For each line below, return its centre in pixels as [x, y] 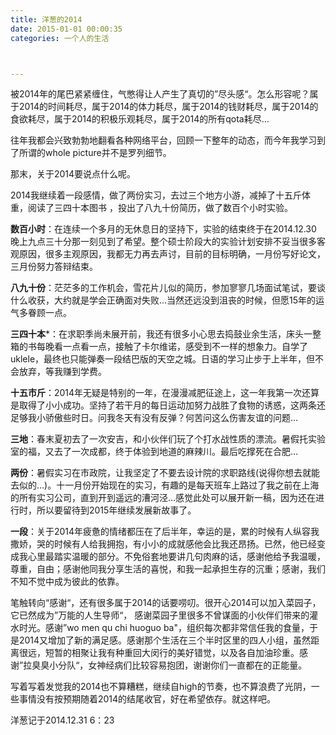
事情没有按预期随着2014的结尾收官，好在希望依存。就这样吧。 [147, 699]
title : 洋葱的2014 [46, 19]
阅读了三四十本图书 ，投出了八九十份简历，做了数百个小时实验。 [160, 208]
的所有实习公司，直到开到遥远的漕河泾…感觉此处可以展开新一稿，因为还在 [163, 498]
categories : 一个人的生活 [60, 38]
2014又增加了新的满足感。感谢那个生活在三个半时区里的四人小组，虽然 [165, 640]
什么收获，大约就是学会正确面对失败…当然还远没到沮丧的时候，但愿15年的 [163, 300]
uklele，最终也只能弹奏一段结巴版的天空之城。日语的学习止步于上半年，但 [163, 359]
